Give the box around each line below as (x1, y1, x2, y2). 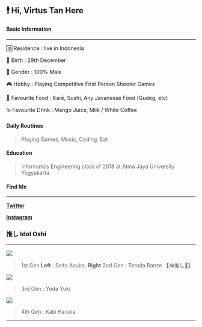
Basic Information (6, 25, 52, 33)
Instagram (6, 214, 33, 221)
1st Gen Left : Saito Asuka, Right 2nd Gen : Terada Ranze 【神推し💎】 (20, 261, 194, 269)
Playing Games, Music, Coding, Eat (20, 135, 108, 143)
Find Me (6, 183, 27, 190)
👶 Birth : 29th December (6, 57, 66, 64)
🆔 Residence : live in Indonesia (6, 45, 84, 52)
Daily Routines (6, 122, 43, 129)
